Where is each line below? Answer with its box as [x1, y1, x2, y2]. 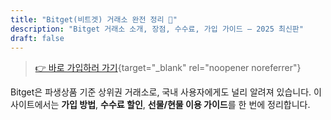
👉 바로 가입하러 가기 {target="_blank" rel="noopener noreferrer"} [34, 62, 302, 74]
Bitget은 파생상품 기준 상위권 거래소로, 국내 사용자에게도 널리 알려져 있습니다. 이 [10, 86, 322, 98]
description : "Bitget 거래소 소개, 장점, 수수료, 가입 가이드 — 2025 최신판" [10, 24, 304, 34]
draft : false [10, 33, 65, 43]
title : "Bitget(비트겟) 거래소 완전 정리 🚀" [10, 14, 178, 25]
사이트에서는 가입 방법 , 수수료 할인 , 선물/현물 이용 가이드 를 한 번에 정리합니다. [10, 99, 311, 111]
